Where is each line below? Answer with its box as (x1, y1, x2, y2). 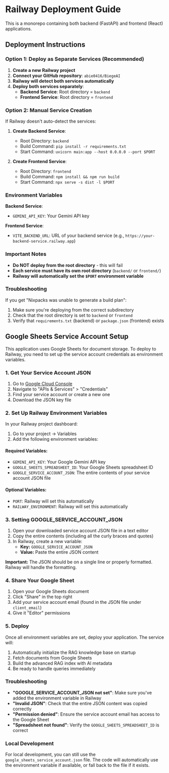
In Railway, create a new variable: (12, 538, 82, 544)
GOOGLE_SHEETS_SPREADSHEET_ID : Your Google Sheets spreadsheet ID (12, 465, 153, 471)
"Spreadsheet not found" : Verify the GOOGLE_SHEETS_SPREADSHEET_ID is (12, 722, 159, 728)
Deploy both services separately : (12, 83, 85, 89)
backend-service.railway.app (12, 239, 74, 244)
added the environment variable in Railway (12, 695, 102, 701)
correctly (12, 706, 32, 712)
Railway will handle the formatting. (5, 564, 77, 570)
